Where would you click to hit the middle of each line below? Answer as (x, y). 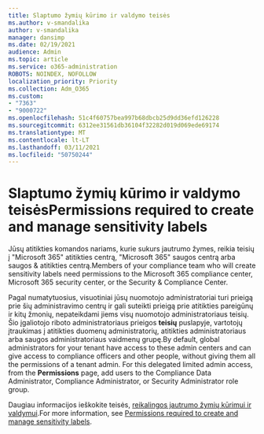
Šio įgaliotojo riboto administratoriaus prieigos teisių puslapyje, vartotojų (126, 323)
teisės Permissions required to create (131, 210)
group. (19, 390)
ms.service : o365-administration (63, 67)
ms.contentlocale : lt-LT (49, 140)
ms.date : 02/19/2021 (42, 45)
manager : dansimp (37, 37)
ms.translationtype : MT (47, 132)
